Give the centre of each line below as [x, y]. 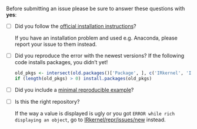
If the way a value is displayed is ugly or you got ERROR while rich [95, 113]
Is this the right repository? [47, 101]
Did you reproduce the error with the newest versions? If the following [99, 56]
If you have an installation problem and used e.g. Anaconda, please [96, 38]
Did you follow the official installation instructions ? [75, 26]
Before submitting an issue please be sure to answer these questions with [96, 9]
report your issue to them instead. [56, 44]
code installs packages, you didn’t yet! [61, 62]
